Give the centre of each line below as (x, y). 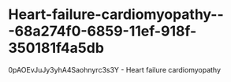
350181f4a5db (56, 48)
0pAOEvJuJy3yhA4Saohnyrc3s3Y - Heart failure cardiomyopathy (115, 69)
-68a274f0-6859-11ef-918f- (102, 31)
